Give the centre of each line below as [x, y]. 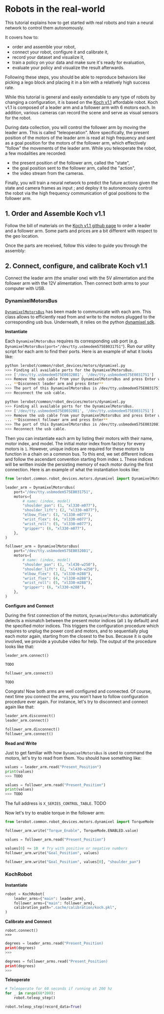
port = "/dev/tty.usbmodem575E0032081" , [53, 551]
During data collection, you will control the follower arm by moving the [76, 127]
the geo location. [22, 236]
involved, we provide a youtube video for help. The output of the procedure [81, 641]
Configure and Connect [29, 605]
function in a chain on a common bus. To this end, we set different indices [79, 454]
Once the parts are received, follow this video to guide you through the [76, 245]
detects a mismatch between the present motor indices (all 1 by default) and [82, 620]
